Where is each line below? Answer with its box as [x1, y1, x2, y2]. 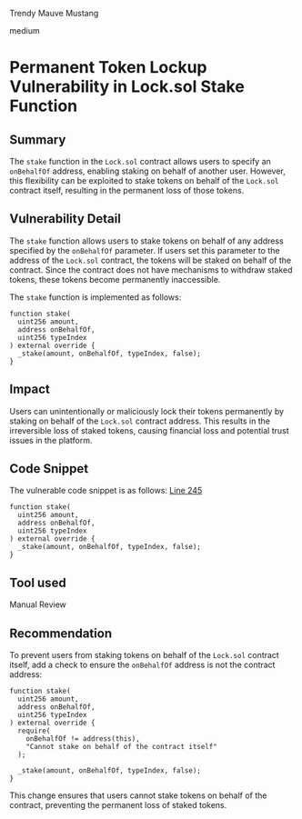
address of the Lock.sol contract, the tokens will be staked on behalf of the [9, 255, 292, 265]
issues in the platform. [9, 434, 93, 445]
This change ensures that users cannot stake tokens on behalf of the [9, 790, 267, 801]
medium [9, 25, 40, 35]
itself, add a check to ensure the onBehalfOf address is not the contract [9, 659, 276, 671]
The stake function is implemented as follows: [9, 291, 182, 303]
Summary [9, 132, 66, 147]
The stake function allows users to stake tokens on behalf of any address [9, 235, 284, 246]
